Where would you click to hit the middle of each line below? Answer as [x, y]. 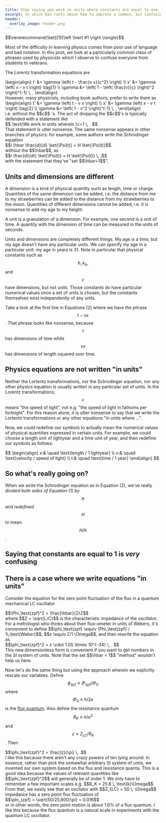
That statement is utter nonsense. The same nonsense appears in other [78, 130]
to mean [14, 522]
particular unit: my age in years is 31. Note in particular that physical [74, 250]
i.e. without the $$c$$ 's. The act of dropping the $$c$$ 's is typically [76, 114]
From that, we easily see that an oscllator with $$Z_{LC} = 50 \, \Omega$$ [81, 789]
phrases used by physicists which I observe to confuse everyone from [77, 58]
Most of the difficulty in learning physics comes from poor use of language [81, 47]
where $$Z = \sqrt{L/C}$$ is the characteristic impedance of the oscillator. [82, 618]
